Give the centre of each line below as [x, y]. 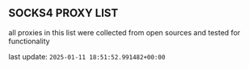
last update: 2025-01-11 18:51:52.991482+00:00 [87, 56]
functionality [29, 41]
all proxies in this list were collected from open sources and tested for [124, 32]
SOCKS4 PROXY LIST [63, 13]
